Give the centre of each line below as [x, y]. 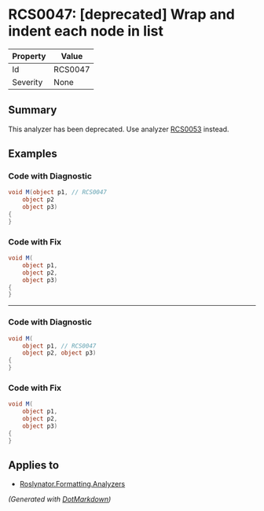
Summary [33, 110]
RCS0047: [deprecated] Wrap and [122, 15]
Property [29, 56]
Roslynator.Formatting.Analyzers [72, 484]
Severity [27, 82]
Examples [33, 154]
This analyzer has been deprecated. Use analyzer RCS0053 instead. [119, 129]
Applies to [34, 465]
